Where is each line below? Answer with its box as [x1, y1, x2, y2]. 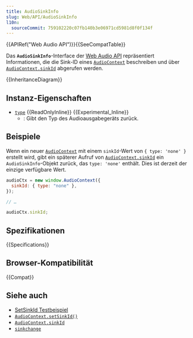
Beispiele [6, 132, 41, 142]
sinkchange [14, 326, 42, 332]
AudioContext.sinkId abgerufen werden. [6, 65, 104, 72]
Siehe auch [6, 291, 48, 301]
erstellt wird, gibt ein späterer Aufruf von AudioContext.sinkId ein [6, 153, 164, 161]
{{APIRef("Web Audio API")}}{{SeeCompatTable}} [6, 41, 126, 48]
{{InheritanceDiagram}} [6, 76, 63, 83]
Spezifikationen [6, 226, 66, 235]
